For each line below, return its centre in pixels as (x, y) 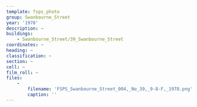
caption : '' (43, 95)
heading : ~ (20, 51)
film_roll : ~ (22, 73)
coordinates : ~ (25, 45)
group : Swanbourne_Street (38, 17)
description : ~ (25, 28)
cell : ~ (16, 67)
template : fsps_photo (33, 12)
